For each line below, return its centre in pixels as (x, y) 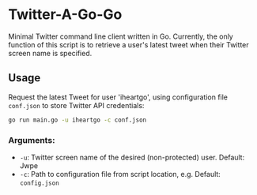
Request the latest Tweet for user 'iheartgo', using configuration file (118, 97)
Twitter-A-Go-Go (65, 15)
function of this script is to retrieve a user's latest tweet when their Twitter (128, 44)
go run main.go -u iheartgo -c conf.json (77, 120)
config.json (39, 183)
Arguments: (32, 140)
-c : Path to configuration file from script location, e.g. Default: (120, 174)
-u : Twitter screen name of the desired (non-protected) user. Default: (132, 157)
